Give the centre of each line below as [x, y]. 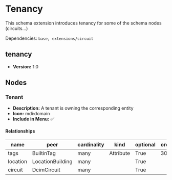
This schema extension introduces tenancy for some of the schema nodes [84, 23]
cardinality [91, 144]
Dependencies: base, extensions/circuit [49, 38]
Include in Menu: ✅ [34, 119]
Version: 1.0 [26, 66]
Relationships [20, 131]
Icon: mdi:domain [31, 114]
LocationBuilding [52, 161]
